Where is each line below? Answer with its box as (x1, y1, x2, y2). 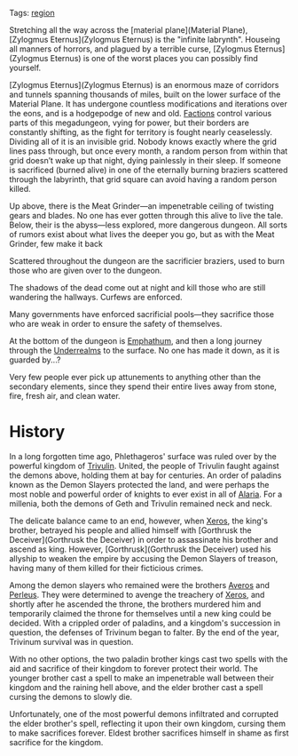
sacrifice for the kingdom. (9, 736, 104, 747)
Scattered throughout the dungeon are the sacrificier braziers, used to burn (9, 256, 286, 266)
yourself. (9, 62, 42, 73)
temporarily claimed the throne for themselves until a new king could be (9, 608, 272, 618)
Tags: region (9, 8, 55, 18)
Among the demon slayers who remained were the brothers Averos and (9, 579, 271, 590)
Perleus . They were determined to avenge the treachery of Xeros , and (9, 589, 265, 600)
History (9, 422, 66, 442)
